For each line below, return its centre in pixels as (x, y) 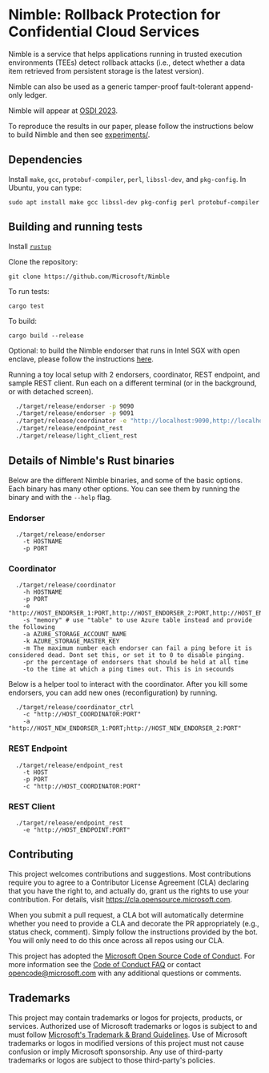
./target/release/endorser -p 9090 (75, 406)
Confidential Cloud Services (104, 32)
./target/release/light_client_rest (76, 436)
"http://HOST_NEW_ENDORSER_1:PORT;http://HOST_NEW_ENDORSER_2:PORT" (125, 728)
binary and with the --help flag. (60, 497)
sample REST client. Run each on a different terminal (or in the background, (132, 383)
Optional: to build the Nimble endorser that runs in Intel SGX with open (124, 350)
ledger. (36, 95)
